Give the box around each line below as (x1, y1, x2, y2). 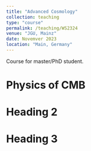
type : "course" (6, 19, 44, 25)
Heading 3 (6, 132, 58, 146)
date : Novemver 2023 (6, 36, 57, 42)
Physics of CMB (6, 78, 86, 92)
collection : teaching (6, 14, 60, 20)
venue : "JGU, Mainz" (6, 31, 57, 37)
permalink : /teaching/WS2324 (6, 25, 78, 31)
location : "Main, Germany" (6, 42, 73, 48)
